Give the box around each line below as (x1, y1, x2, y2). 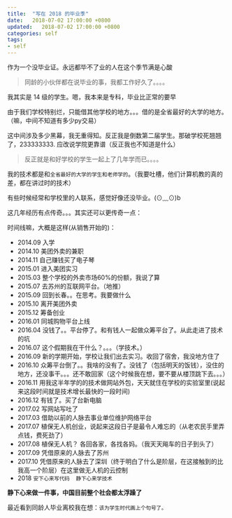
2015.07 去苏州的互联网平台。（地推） (17, 282, 124, 290)
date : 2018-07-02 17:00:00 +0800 (7, 17, 111, 24)
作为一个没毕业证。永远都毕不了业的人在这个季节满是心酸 (7, 63, 173, 71)
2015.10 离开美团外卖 (17, 299, 78, 308)
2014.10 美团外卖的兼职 (17, 247, 84, 255)
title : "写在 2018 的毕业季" (7, 10, 89, 18)
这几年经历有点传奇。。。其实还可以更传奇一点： (7, 208, 142, 217)
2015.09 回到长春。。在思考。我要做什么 (17, 291, 131, 299)
